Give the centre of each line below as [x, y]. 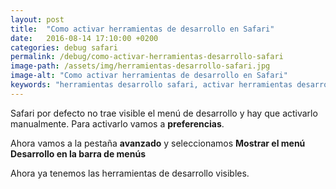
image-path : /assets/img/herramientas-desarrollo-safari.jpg [140, 66]
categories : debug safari [64, 47]
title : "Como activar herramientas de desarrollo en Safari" [142, 29]
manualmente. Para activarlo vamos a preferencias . [117, 123]
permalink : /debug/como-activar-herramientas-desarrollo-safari [147, 57]
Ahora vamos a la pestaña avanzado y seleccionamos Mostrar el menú [158, 143]
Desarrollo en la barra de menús [78, 153]
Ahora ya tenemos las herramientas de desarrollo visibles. [130, 173]
